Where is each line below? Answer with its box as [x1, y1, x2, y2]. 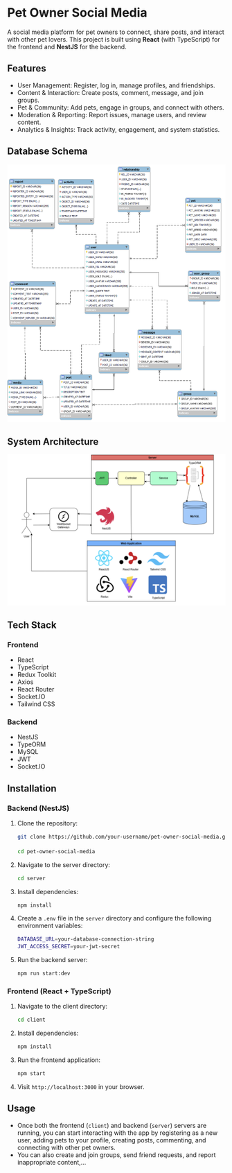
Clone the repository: [17, 819, 78, 828]
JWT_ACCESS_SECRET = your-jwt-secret [17, 943, 121, 950]
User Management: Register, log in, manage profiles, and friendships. [17, 81, 215, 89]
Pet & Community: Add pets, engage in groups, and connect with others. [17, 103, 224, 112]
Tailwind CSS [17, 700, 55, 708]
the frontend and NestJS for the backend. [7, 42, 127, 51]
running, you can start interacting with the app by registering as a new [17, 1129, 218, 1137]
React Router [17, 685, 55, 694]
